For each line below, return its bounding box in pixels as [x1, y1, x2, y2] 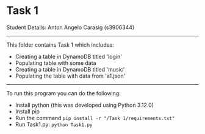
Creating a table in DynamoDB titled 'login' [15, 53, 122, 60]
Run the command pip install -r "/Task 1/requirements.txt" [15, 114, 175, 121]
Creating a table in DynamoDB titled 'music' [15, 65, 125, 73]
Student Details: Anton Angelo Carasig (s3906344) [6, 24, 135, 31]
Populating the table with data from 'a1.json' [15, 72, 126, 79]
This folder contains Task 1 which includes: [6, 41, 115, 49]
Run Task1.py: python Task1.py [15, 121, 93, 128]
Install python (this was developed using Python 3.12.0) [15, 101, 154, 109]
